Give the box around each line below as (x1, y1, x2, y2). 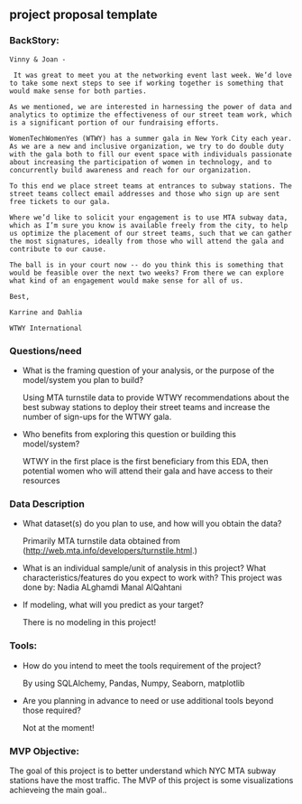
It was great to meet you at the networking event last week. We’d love (13, 70, 293, 79)
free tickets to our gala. (9, 197, 111, 206)
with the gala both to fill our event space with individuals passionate (9, 149, 293, 159)
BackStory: (9, 34, 60, 47)
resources (22, 474, 60, 486)
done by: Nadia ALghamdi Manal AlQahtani (22, 582, 182, 593)
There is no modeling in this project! (22, 617, 157, 628)
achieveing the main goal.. (9, 784, 107, 795)
